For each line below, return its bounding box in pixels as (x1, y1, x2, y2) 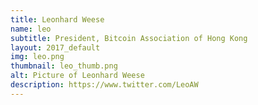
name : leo (10, 24, 52, 34)
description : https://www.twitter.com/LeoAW (10, 80, 199, 90)
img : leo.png (10, 52, 65, 62)
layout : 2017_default (10, 42, 101, 53)
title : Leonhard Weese (10, 14, 105, 25)
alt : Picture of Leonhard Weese (10, 71, 145, 81)
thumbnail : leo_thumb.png (10, 61, 118, 71)
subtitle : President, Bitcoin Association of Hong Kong (10, 33, 248, 43)
